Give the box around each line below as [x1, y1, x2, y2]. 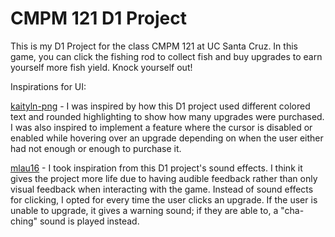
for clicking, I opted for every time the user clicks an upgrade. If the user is [10, 193, 318, 206]
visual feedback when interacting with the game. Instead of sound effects [10, 183, 314, 195]
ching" [10, 215, 38, 227]
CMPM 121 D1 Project [10, 7, 188, 30]
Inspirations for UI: [10, 80, 87, 92]
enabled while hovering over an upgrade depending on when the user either [10, 132, 324, 144]
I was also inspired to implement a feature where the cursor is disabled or [10, 121, 313, 133]
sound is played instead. [39, 215, 140, 227]
